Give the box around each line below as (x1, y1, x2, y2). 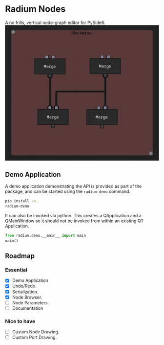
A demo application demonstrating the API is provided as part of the (5, 184, 142, 189)
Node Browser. (12, 294, 42, 300)
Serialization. (12, 289, 39, 295)
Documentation (12, 305, 43, 311)
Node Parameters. (12, 299, 49, 305)
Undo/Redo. (12, 283, 37, 289)
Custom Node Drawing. (12, 329, 60, 335)
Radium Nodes (5, 3, 66, 15)
